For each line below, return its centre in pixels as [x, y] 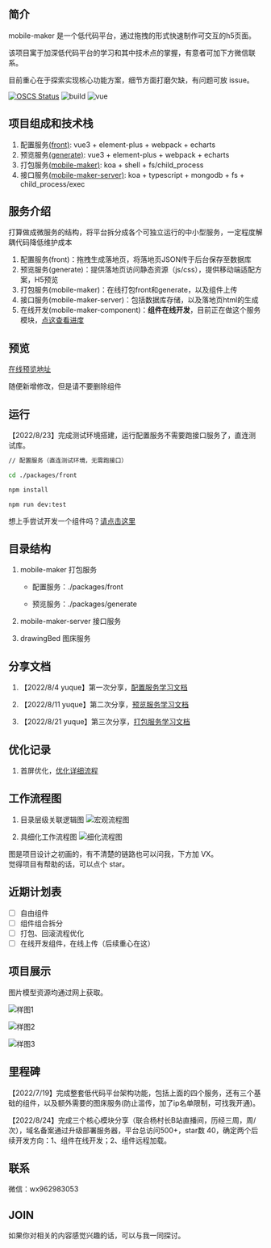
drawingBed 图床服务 [55, 639]
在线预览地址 [29, 369]
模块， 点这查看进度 [52, 320]
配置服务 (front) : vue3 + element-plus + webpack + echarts [118, 145]
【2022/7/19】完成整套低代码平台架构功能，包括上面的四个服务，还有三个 [131, 1093]
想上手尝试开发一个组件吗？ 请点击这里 [72, 521]
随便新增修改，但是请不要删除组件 [65, 386]
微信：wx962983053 [44, 1189]
